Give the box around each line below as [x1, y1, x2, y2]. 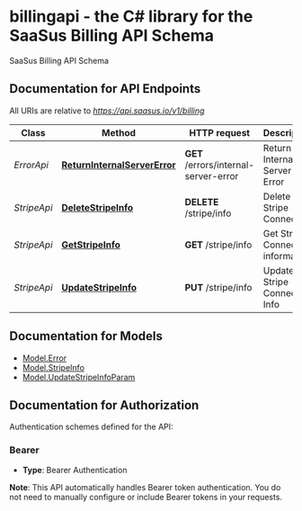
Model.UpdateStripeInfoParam [22, 372, 136, 382]
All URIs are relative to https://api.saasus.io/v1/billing [9, 105, 205, 116]
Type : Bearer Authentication [22, 464, 128, 475]
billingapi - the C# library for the [9, 6, 253, 27]
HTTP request [188, 126, 250, 139]
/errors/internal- [184, 158, 254, 171]
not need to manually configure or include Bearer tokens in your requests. [9, 491, 283, 502]
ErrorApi [13, 158, 49, 171]
